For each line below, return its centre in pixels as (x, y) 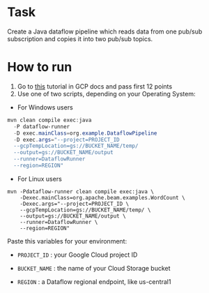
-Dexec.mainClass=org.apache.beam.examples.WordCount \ (103, 197)
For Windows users (45, 107)
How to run (40, 67)
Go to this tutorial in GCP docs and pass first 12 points (95, 86)
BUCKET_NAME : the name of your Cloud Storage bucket (94, 268)
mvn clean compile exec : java (49, 120)
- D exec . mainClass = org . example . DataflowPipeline (85, 133)
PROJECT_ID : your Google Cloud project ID (77, 255)
